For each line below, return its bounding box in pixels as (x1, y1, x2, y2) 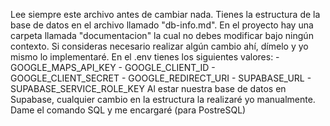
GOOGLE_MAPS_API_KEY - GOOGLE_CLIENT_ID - (10, 62, 216, 73)
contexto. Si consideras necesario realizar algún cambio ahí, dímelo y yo (10, 40, 309, 52)
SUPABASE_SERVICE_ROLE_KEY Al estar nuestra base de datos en (10, 83, 287, 94)
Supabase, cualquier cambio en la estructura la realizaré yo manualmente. (10, 94, 316, 105)
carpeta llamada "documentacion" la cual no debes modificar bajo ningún (10, 30, 314, 41)
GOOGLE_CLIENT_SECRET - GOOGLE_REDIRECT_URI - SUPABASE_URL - (10, 72, 312, 84)
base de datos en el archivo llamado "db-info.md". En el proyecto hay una (10, 19, 314, 31)
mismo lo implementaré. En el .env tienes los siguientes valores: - (10, 51, 280, 63)
